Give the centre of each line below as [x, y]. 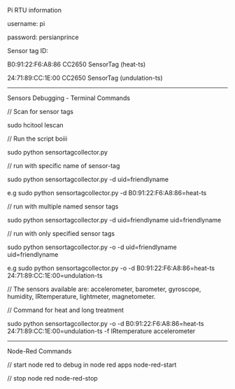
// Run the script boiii [37, 139]
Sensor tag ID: [28, 51]
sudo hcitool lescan [36, 125]
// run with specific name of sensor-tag [64, 166]
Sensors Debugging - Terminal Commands [69, 98]
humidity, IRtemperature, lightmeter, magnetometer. [81, 296]
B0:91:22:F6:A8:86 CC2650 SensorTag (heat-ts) [77, 64]
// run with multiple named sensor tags [63, 206]
